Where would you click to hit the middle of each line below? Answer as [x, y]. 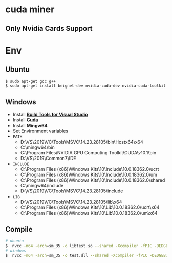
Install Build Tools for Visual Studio [50, 115]
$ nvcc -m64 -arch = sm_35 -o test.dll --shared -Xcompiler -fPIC [76, 255]
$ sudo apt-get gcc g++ [31, 81]
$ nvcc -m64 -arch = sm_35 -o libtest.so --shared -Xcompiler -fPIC [79, 246]
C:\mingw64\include [42, 186]
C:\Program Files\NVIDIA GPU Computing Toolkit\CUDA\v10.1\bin [88, 153]
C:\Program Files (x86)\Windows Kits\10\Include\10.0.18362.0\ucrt [90, 169]
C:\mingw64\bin [37, 147]
